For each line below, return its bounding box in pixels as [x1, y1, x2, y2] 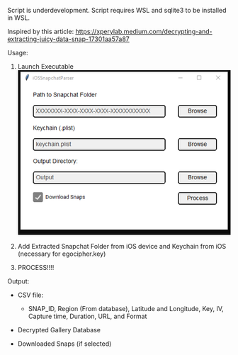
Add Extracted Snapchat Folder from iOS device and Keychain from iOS [17, 242, 227, 250]
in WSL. [7, 13, 30, 22]
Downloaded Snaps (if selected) [17, 339, 112, 348]
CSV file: [17, 291, 44, 299]
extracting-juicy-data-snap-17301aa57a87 [7, 35, 130, 43]
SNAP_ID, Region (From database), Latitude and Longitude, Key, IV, [28, 304, 225, 312]
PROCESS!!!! [17, 263, 55, 271]
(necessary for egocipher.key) [17, 249, 106, 258]
